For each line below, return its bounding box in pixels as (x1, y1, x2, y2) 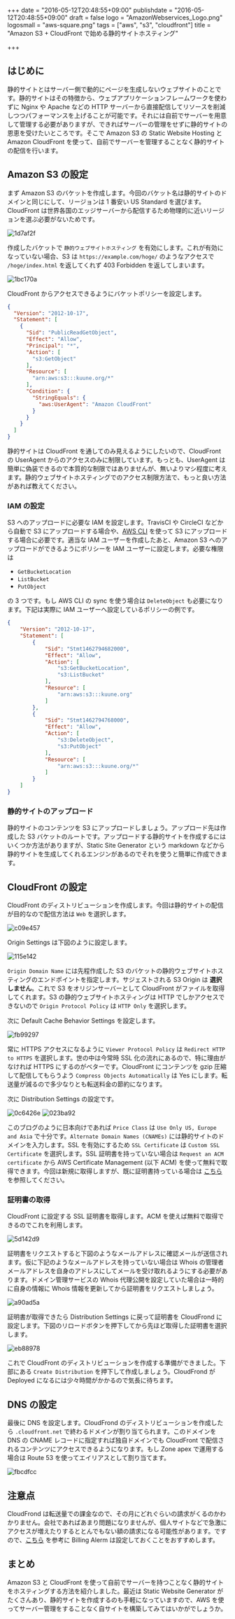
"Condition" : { (25, 388, 71, 395)
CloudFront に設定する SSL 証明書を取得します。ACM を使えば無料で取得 (7, 1212, 218, 1221)
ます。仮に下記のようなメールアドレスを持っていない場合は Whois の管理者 (7, 1258, 225, 1266)
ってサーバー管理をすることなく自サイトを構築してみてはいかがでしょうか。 (7, 1604, 227, 1613)
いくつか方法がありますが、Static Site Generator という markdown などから (7, 841, 225, 850)
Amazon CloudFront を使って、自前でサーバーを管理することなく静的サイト (7, 137, 225, 146)
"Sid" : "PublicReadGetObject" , (25, 329, 117, 337)
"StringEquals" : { (32, 394, 86, 401)
